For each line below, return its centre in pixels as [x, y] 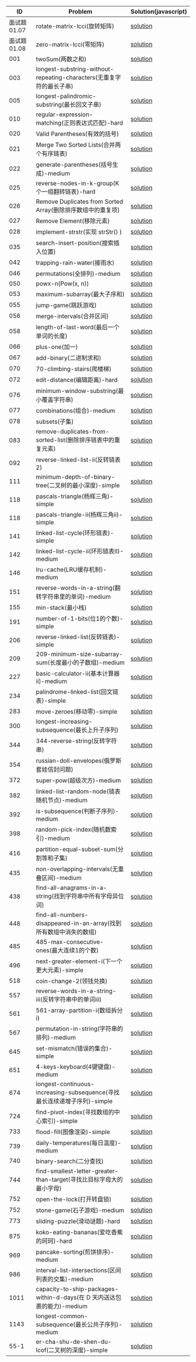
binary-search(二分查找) [70, 1161]
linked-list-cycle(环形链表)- [75, 533]
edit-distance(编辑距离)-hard [77, 380]
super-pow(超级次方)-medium [78, 780]
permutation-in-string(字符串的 [80, 1029]
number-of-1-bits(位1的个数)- [80, 619]
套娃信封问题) [55, 769]
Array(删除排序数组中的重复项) [78, 210]
